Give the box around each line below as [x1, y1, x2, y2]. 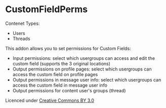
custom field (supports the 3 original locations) [12, 60, 110, 66]
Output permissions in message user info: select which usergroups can [12, 77, 161, 83]
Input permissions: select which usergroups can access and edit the [12, 55, 155, 61]
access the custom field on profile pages [12, 71, 98, 77]
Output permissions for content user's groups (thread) [12, 87, 126, 93]
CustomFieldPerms [5, 4, 88, 15]
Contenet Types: [5, 20, 40, 26]
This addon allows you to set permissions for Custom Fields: [5, 45, 131, 51]
